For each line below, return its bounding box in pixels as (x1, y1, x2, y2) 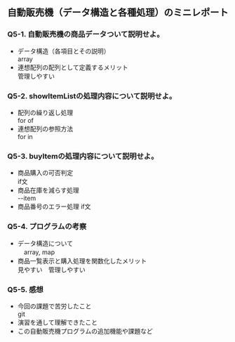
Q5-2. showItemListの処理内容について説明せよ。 (7, 91, 177, 100)
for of (17, 116, 34, 124)
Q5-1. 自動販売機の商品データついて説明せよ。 (7, 29, 164, 39)
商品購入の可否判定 (17, 169, 74, 177)
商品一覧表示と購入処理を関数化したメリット (17, 256, 147, 265)
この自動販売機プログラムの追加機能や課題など (17, 327, 153, 335)
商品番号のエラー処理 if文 (17, 202, 91, 211)
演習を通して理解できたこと (17, 318, 98, 327)
